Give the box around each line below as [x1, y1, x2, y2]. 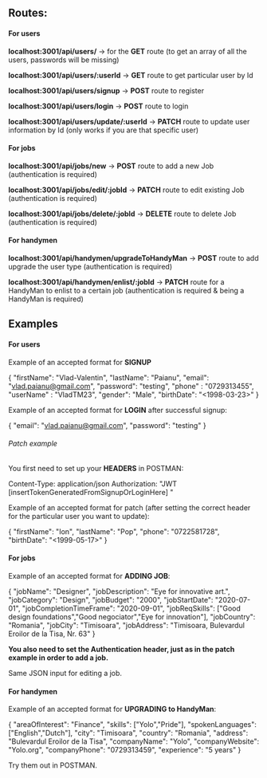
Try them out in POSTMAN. [8, 760, 98, 770]
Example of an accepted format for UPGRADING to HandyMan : [8, 705, 217, 714]
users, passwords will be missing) [8, 55, 120, 65]
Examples [8, 317, 58, 331]
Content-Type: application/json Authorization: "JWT [8, 478, 178, 489]
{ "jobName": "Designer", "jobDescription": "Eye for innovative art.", [8, 587, 230, 596]
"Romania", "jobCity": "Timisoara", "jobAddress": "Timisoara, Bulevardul [8, 621, 245, 630]
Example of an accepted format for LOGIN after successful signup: [8, 405, 227, 415]
